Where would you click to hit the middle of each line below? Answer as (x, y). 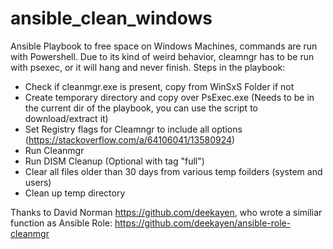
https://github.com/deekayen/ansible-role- (203, 223)
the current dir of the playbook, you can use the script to (141, 108)
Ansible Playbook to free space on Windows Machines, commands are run (164, 46)
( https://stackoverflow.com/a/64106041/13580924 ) (130, 139)
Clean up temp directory (75, 193)
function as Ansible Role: (61, 223)
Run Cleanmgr (54, 150)
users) (38, 182)
